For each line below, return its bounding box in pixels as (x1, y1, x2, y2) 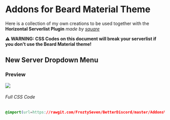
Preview (5, 71, 26, 78)
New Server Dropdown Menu (5, 56, 99, 65)
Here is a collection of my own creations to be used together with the (5, 20, 149, 26)
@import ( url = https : (5, 109, 47, 115)
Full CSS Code (5, 94, 35, 100)
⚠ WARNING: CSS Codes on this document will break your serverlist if (5, 36, 157, 42)
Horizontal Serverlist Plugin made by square (5, 25, 100, 32)
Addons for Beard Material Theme (5, 4, 151, 15)
